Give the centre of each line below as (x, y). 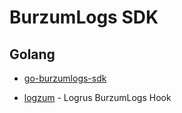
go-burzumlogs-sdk (65, 78)
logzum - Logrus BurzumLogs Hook (97, 97)
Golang (32, 54)
